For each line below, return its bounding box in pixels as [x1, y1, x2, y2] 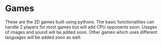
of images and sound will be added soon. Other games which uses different [5, 29, 158, 35]
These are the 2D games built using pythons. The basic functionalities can [5, 19, 155, 25]
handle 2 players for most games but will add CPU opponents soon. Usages [5, 24, 158, 30]
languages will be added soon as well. [5, 34, 81, 40]
